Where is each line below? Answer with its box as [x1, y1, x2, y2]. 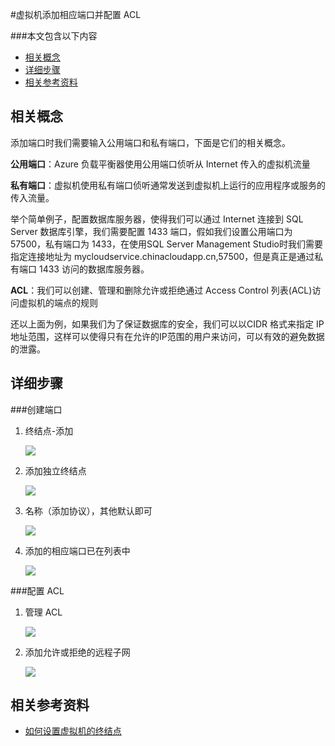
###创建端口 [10, 403, 63, 415]
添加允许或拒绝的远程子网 [24, 646, 131, 658]
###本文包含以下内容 [10, 30, 98, 42]
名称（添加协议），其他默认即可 [24, 504, 153, 517]
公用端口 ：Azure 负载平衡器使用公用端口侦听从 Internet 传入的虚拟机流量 [10, 158, 311, 170]
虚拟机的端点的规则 [18, 296, 98, 308]
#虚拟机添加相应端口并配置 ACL [10, 9, 142, 20]
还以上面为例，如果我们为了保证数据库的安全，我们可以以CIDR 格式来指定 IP [10, 318, 325, 330]
